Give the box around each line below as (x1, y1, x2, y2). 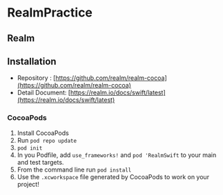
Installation (7, 55, 57, 67)
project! (17, 180, 39, 188)
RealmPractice (7, 5, 93, 21)
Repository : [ (17, 74, 56, 82)
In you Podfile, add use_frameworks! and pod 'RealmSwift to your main (17, 150, 217, 159)
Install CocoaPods (17, 129, 69, 137)
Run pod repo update (17, 136, 77, 144)
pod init (17, 145, 43, 152)
